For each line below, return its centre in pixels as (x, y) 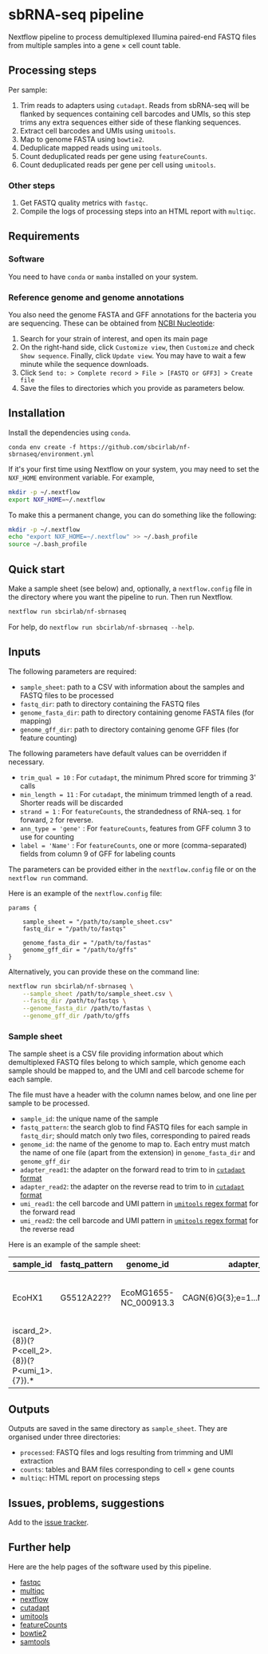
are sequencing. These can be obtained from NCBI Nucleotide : (112, 323)
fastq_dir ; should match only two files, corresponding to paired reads (135, 1136)
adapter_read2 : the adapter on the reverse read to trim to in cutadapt (132, 1187)
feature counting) (48, 738)
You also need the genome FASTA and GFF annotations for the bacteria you (132, 315)
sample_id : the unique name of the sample (89, 1119)
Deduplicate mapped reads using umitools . (91, 147)
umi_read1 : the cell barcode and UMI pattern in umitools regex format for (139, 1204)
